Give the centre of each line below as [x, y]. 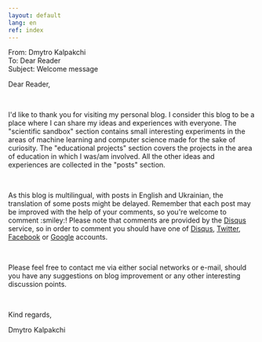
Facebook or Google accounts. [58, 237]
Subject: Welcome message [53, 69]
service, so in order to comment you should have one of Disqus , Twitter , [124, 229]
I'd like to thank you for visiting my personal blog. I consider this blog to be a [131, 115]
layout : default [35, 15]
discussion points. [37, 285]
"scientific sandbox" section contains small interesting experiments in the [127, 131]
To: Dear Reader [35, 61]
